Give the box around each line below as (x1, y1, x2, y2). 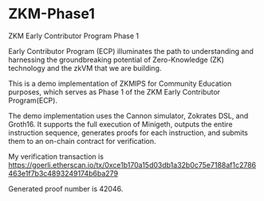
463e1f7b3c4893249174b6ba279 (8, 168, 118, 178)
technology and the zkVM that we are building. (8, 63, 162, 72)
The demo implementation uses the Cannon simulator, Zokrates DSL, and (8, 110, 249, 120)
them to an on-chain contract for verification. (8, 136, 156, 145)
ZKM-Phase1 (8, 5, 96, 23)
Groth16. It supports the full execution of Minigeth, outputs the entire (8, 119, 233, 129)
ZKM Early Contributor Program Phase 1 (8, 31, 140, 41)
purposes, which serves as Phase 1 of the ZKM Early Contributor (8, 87, 221, 96)
